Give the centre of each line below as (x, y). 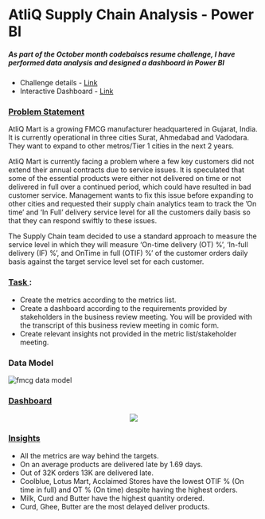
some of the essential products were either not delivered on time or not (125, 179)
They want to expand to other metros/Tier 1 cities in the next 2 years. (121, 146)
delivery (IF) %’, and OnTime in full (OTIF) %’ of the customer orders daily (128, 254)
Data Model (31, 363)
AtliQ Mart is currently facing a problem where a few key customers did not (131, 162)
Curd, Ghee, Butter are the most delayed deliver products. (115, 506)
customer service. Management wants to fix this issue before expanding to (131, 195)
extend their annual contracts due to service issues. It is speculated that (127, 170)
